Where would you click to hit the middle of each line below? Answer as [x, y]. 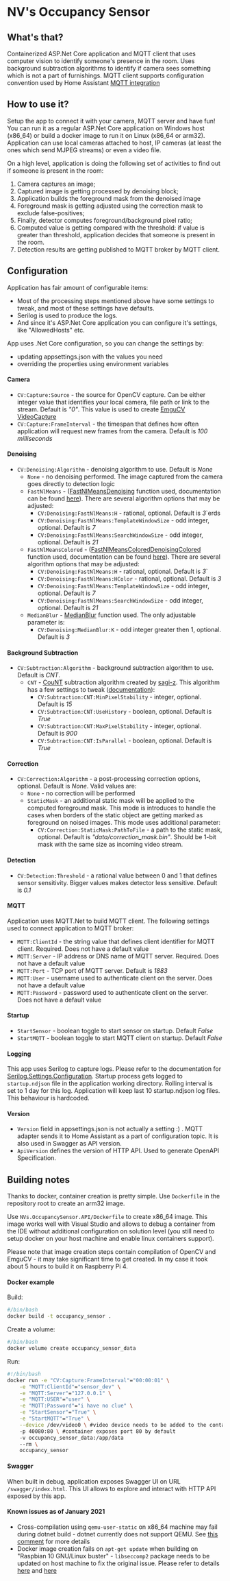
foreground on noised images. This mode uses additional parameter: [124, 823]
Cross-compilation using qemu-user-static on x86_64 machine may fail [117, 1527]
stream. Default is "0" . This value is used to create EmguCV [101, 409]
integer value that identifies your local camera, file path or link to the [113, 402]
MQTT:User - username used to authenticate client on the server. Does [115, 978]
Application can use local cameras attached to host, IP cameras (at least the [114, 143]
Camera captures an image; [56, 184]
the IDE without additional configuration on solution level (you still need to [111, 1231]
